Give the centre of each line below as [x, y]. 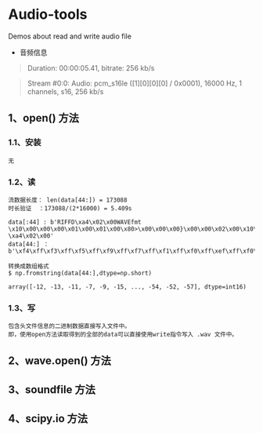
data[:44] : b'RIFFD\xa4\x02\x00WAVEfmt [75, 222]
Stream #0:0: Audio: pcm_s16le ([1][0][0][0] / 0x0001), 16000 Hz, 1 [135, 83]
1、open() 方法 [44, 118]
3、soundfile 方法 [52, 389]
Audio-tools [48, 15]
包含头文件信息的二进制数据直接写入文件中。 [69, 326]
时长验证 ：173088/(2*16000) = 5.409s [70, 208]
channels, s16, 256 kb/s [65, 91]
